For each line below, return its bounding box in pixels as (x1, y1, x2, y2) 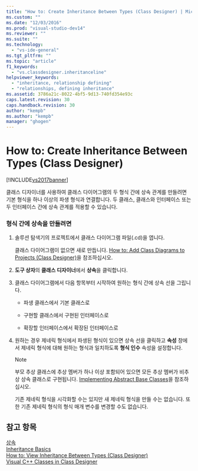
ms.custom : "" (6, 14, 41, 20)
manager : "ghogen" (6, 119, 51, 125)
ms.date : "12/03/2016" (6, 20, 62, 25)
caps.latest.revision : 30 (6, 96, 70, 102)
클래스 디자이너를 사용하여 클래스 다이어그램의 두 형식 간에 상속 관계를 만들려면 (6, 189, 187, 196)
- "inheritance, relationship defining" (11, 80, 112, 86)
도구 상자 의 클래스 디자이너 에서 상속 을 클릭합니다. (14, 267, 128, 274)
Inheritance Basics (6, 446, 51, 453)
